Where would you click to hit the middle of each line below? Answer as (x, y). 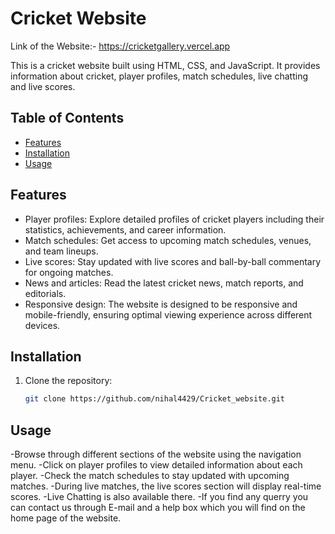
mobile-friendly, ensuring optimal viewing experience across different (168, 314)
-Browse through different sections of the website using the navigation (156, 454)
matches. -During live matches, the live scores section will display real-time (166, 486)
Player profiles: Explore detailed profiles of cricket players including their (174, 219)
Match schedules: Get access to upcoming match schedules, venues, (168, 240)
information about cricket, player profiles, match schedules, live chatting (159, 76)
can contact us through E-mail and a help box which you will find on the (158, 508)
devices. (42, 325)
